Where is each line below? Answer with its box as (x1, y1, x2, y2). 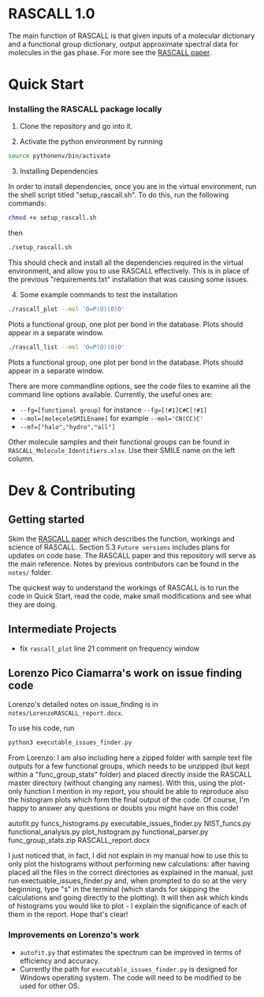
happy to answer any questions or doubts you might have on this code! (8, 803, 239, 813)
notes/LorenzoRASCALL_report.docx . (8, 708, 124, 718)
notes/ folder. (8, 567, 53, 577)
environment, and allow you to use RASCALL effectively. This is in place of (8, 266, 250, 276)
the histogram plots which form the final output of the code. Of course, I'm (8, 795, 250, 805)
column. (8, 454, 35, 463)
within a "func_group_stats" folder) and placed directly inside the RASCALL (8, 770, 252, 780)
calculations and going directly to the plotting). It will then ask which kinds (8, 893, 249, 902)
